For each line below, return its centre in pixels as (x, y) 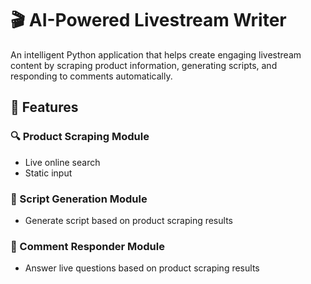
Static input (48, 173)
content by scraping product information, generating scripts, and (144, 65)
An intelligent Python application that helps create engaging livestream (156, 54)
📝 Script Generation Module (79, 199)
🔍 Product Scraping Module (80, 137)
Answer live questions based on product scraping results (142, 268)
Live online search (62, 162)
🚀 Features (44, 107)
